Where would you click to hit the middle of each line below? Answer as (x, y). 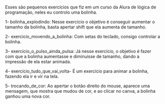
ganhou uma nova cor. (28, 96)
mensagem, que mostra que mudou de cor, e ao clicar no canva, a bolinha (81, 91)
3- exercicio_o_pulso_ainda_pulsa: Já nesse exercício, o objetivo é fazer (78, 51)
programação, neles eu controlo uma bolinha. (51, 12)
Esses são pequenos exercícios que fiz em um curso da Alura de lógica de (81, 7)
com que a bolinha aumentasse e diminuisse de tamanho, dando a (72, 56)
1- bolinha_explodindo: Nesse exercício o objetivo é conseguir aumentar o (80, 22)
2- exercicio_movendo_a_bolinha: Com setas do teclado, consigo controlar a (83, 37)
